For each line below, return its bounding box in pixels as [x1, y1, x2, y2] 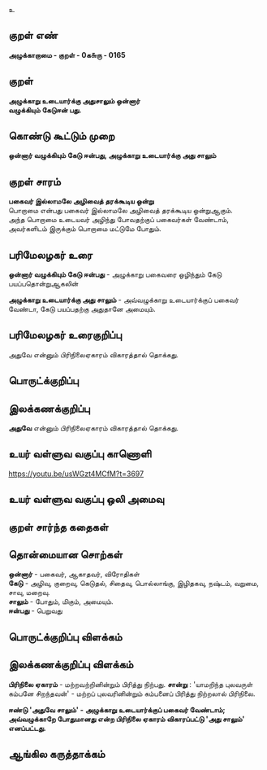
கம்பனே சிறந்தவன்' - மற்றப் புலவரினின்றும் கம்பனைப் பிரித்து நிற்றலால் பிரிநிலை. [8, 689, 256, 698]
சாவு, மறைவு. [8, 588, 50, 597]
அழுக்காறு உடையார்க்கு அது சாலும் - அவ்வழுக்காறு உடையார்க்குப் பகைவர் [8, 295, 239, 305]
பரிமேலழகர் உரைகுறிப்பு [8, 328, 122, 342]
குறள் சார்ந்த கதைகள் [8, 520, 109, 534]
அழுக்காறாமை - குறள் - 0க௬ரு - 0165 [8, 50, 126, 59]
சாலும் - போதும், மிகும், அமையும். [8, 597, 114, 606]
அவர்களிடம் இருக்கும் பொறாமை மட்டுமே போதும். [8, 224, 162, 234]
